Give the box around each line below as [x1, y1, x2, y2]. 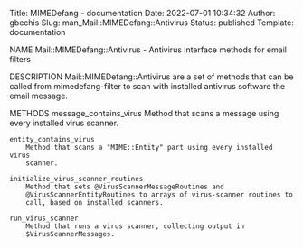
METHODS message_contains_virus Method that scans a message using [9, 108, 279, 118]
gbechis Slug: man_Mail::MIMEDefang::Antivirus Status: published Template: [9, 17, 294, 28]
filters [9, 54, 32, 64]
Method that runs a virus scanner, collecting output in [25, 222, 245, 231]
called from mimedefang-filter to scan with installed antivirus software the [9, 81, 286, 91]
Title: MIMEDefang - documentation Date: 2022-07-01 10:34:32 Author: [9, 8, 276, 18]
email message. [9, 90, 68, 101]
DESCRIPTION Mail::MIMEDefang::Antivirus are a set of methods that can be [9, 71, 294, 82]
